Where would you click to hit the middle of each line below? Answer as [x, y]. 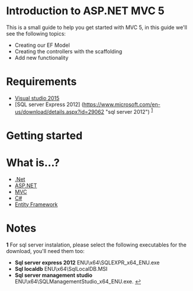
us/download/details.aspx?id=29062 [59, 111]
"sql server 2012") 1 [129, 111]
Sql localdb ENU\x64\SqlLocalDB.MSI [61, 268]
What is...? [33, 163]
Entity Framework [36, 204]
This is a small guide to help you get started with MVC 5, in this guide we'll [97, 27]
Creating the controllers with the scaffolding [68, 51]
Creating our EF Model [42, 45]
